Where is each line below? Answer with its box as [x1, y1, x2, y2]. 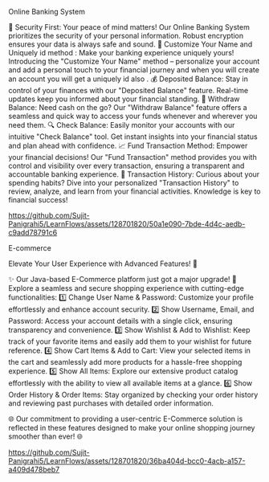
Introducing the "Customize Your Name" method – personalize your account [8, 56, 260, 66]
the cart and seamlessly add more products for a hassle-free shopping [8, 357, 243, 366]
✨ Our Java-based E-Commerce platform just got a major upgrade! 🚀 [8, 275, 237, 284]
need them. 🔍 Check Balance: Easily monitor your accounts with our [8, 120, 235, 129]
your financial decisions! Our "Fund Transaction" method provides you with [8, 153, 257, 161]
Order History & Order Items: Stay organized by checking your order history [8, 390, 259, 399]
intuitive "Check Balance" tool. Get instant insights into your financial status [8, 132, 259, 141]
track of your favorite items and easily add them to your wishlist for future [8, 337, 252, 346]
